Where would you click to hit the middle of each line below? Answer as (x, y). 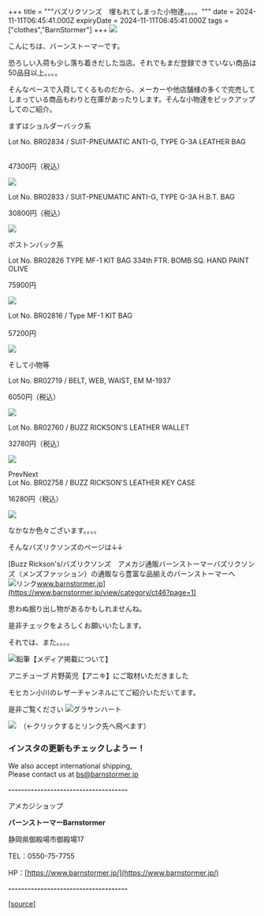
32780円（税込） (36, 443)
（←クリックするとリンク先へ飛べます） (87, 726)
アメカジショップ (36, 806)
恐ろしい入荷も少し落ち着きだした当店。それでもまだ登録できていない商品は (132, 63)
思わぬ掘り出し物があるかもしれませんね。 (77, 609)
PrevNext (23, 474)
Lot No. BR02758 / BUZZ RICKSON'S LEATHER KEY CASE (102, 482)
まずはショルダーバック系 (50, 126)
